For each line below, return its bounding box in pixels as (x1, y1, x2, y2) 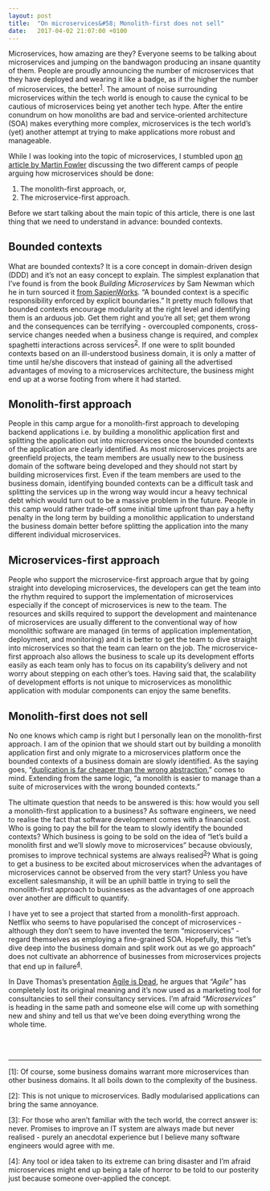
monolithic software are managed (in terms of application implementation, (8, 626, 253, 636)
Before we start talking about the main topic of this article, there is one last (8, 209, 256, 218)
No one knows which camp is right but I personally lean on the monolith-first (8, 730, 262, 740)
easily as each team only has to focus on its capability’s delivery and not (8, 660, 247, 670)
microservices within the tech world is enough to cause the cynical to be (8, 93, 249, 103)
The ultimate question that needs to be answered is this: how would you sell (8, 797, 260, 807)
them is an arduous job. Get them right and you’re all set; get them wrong (8, 312, 251, 322)
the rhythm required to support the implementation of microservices (8, 592, 234, 602)
